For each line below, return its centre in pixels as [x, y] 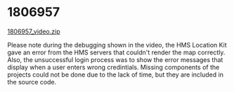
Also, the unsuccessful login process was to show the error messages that [115, 59]
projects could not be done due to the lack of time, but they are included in [115, 75]
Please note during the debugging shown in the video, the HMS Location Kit [117, 45]
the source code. [32, 82]
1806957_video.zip [34, 31]
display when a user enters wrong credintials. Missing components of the [113, 67]
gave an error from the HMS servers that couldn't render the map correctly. [116, 52]
